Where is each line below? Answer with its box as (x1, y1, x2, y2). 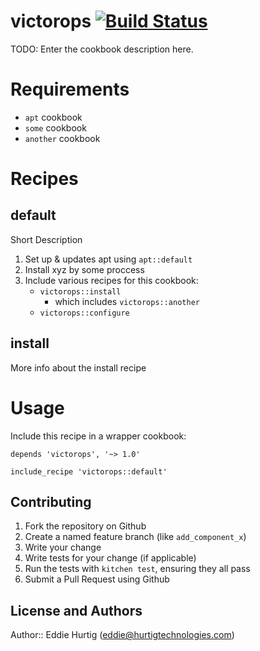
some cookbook (24, 121, 87, 134)
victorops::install (39, 286, 122, 297)
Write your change (24, 541, 102, 554)
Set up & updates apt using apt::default (24, 253, 193, 265)
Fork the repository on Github (24, 520, 147, 532)
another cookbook (24, 132, 101, 144)
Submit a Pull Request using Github (24, 573, 170, 585)
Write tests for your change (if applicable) (24, 552, 197, 564)
